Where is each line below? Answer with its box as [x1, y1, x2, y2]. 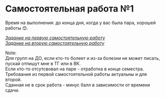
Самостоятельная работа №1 [5, 3, 134, 15]
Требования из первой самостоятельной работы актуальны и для [5, 71, 147, 77]
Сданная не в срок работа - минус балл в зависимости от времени [5, 81, 150, 88]
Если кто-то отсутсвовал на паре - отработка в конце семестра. [5, 66, 144, 72]
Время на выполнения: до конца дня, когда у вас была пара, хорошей [5, 20, 156, 26]
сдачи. [5, 87, 20, 93]
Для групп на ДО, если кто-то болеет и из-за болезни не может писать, [5, 55, 160, 61]
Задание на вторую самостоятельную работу [5, 40, 105, 46]
